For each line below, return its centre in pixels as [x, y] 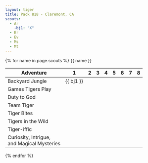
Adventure [34, 73]
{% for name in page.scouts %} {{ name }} [49, 60]
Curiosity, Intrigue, [29, 137]
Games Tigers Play [29, 89]
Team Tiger [21, 105]
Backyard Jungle [27, 81]
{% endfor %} [19, 156]
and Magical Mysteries [34, 143]
